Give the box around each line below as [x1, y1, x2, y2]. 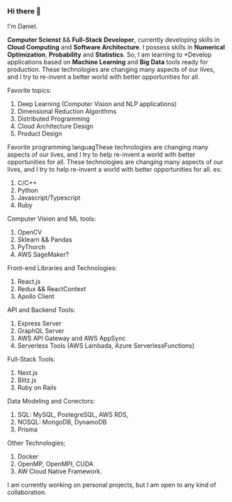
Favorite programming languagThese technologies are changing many [7, 143, 209, 152]
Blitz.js [17, 376, 37, 385]
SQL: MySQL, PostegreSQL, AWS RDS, [17, 411, 129, 419]
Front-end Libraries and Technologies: [7, 264, 117, 272]
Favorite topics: [7, 87, 52, 95]
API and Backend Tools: [7, 306, 75, 314]
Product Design [17, 129, 63, 138]
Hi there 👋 [7, 6, 42, 16]
